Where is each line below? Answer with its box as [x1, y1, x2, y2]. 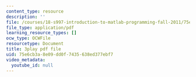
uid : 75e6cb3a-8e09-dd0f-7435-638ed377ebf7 [6, 52, 114, 57]
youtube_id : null [11, 62, 54, 68]
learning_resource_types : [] [6, 30, 77, 36]
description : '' [6, 14, 45, 20]
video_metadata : [6, 57, 45, 63]
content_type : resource [6, 8, 64, 14]
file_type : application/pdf [6, 24, 75, 31]
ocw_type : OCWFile [6, 35, 51, 41]
